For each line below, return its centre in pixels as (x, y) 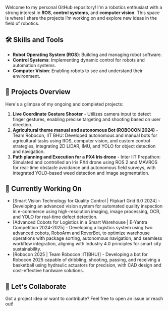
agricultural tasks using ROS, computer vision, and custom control (81, 140)
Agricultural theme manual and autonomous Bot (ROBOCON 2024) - (85, 130)
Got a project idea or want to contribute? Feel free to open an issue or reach (84, 299)
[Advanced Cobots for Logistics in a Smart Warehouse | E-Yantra (80, 222)
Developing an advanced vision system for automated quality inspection (88, 206)
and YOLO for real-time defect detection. (55, 217)
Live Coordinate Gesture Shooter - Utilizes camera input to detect (82, 114)
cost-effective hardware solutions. (48, 271)
